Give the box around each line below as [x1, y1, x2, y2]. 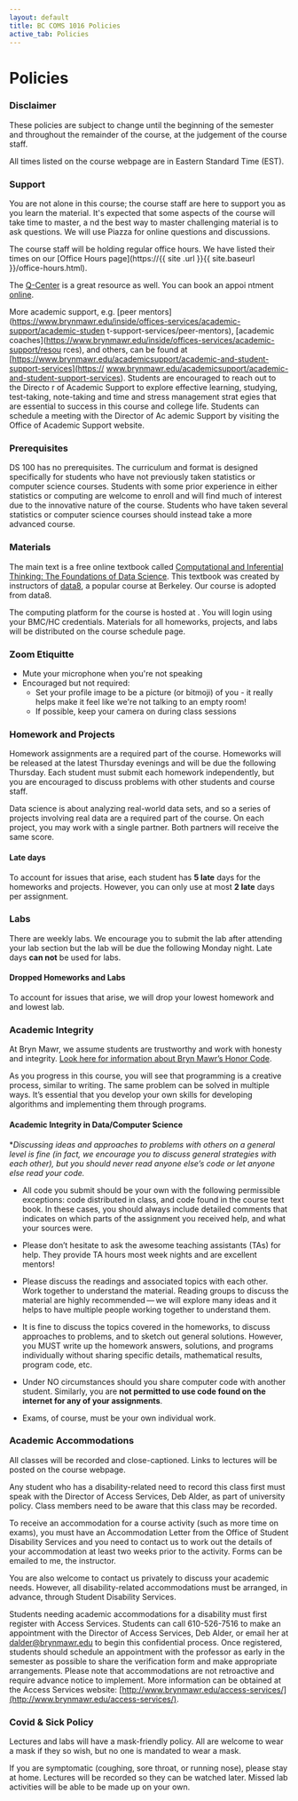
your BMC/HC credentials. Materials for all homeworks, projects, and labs [9, 616, 278, 627]
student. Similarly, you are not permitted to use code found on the [21, 1386, 266, 1397]
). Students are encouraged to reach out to [120, 372, 277, 383]
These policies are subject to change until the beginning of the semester [9, 119, 274, 130]
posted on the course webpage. [9, 1464, 126, 1475]
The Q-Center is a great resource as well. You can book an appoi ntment [9, 280, 274, 291]
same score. [9, 832, 55, 843]
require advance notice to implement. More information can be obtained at [9, 1675, 281, 1685]
